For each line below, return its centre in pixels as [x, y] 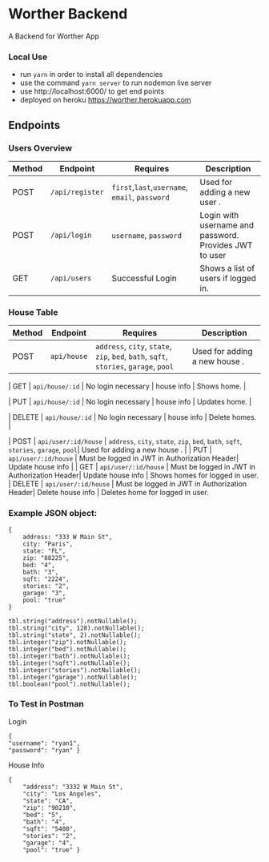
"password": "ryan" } [44, 750]
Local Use [28, 57]
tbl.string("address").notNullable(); [73, 621]
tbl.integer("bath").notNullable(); [69, 656]
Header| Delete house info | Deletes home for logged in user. [109, 493]
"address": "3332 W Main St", [73, 787]
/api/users [71, 278]
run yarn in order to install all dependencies [91, 75]
